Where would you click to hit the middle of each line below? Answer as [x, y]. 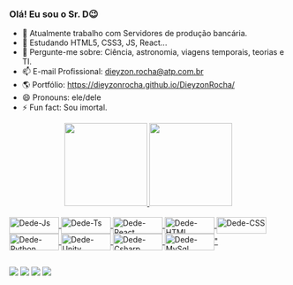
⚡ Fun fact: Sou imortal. [64, 108]
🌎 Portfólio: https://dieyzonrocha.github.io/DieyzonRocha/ [128, 85]
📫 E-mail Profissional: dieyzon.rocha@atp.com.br [113, 72]
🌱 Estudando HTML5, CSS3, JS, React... [94, 42]
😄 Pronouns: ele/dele [61, 97]
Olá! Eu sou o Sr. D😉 [54, 14]
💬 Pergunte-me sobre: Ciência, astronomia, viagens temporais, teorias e [153, 52]
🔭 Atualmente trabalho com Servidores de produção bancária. [135, 34]
